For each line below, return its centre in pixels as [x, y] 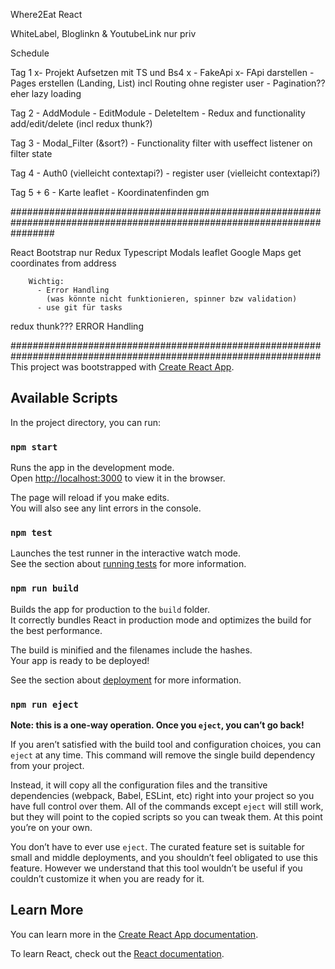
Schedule [30, 53]
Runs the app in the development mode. [92, 468]
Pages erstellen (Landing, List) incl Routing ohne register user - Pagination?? [168, 83]
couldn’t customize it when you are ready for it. [107, 878]
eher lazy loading [46, 93]
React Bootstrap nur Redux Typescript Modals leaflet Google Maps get [156, 252]
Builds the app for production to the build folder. [110, 609]
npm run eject [44, 704]
